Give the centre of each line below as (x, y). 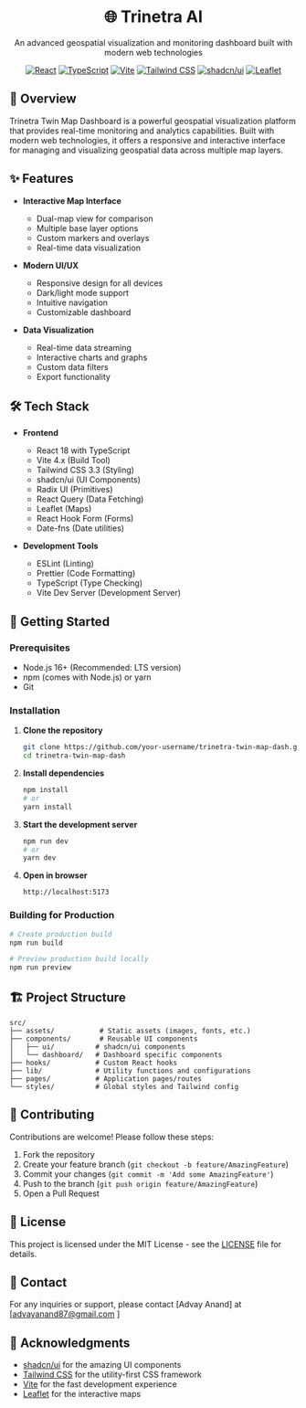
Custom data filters (72, 366)
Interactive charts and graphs (92, 357)
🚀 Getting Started (60, 622)
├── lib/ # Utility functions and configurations (130, 1071)
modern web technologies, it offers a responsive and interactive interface (148, 140)
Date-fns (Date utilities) (80, 528)
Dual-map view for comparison (95, 218)
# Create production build (61, 934)
